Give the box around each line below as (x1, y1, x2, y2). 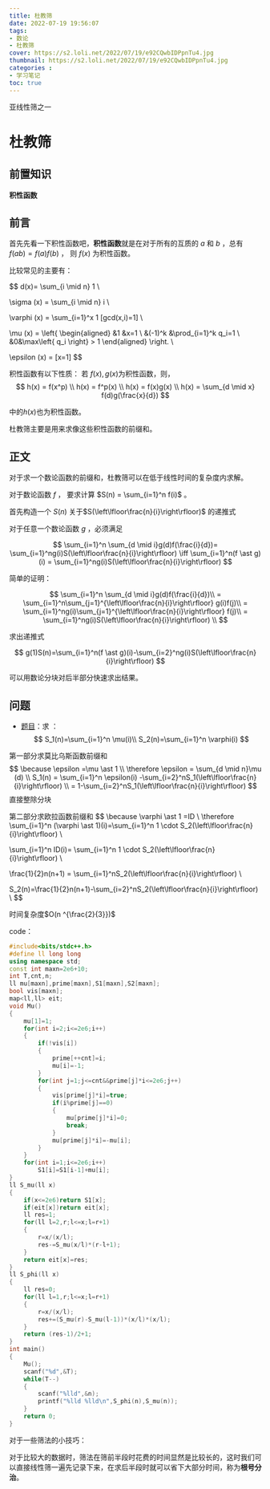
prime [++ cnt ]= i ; (51, 1054, 107, 1063)
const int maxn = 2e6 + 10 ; (9, 964, 89, 973)
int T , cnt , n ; (9, 972, 53, 980)
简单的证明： (9, 574, 51, 583)
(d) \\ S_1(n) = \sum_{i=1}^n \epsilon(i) (14, 772, 138, 782)
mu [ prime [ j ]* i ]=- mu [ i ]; (51, 1136, 131, 1144)
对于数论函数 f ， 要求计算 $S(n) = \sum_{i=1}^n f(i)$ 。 (9, 490, 191, 500)
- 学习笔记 (9, 71, 41, 79)
